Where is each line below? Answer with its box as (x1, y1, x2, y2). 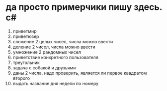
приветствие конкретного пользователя (12, 54, 98, 60)
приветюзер (12, 33, 39, 39)
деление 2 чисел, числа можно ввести (12, 44, 96, 50)
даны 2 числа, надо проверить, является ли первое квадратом (12, 70, 147, 76)
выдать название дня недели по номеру (12, 80, 99, 86)
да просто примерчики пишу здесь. (5, 1, 163, 13)
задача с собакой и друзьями (12, 64, 76, 70)
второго (12, 75, 30, 81)
